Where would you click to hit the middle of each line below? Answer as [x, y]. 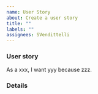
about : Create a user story [42, 18]
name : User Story [28, 12]
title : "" [19, 23]
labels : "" [20, 29]
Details [17, 85]
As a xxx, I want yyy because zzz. [49, 70]
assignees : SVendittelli [38, 35]
